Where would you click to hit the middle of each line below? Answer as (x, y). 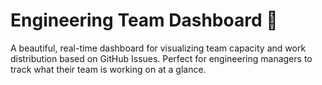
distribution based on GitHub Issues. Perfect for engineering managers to (161, 58)
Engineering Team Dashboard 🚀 (144, 20)
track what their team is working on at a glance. (108, 69)
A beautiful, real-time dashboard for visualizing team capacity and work (158, 48)
